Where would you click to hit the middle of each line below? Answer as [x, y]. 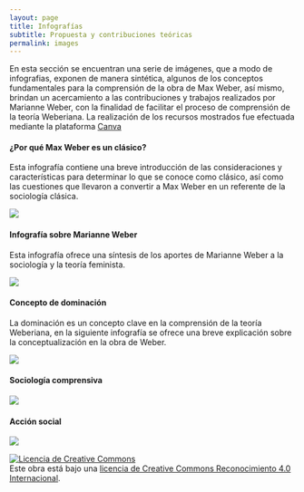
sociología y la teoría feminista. [67, 265]
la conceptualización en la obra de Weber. [88, 342]
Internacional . [35, 478]
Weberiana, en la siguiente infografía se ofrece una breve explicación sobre [151, 333]
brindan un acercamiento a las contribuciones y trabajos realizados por [142, 98]
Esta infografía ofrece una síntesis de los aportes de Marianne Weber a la [147, 255]
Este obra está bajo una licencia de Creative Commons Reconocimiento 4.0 [150, 468]
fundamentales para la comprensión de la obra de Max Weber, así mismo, [147, 88]
